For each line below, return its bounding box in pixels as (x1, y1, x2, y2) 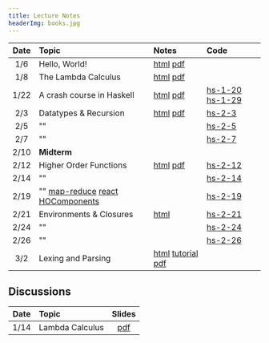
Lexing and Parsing (38, 252, 111, 264)
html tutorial (153, 248, 199, 259)
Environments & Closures (38, 208, 134, 220)
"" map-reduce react (38, 185, 118, 196)
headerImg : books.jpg (8, 19, 81, 27)
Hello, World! (38, 58, 88, 69)
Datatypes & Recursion (38, 107, 126, 119)
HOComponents (38, 196, 100, 207)
